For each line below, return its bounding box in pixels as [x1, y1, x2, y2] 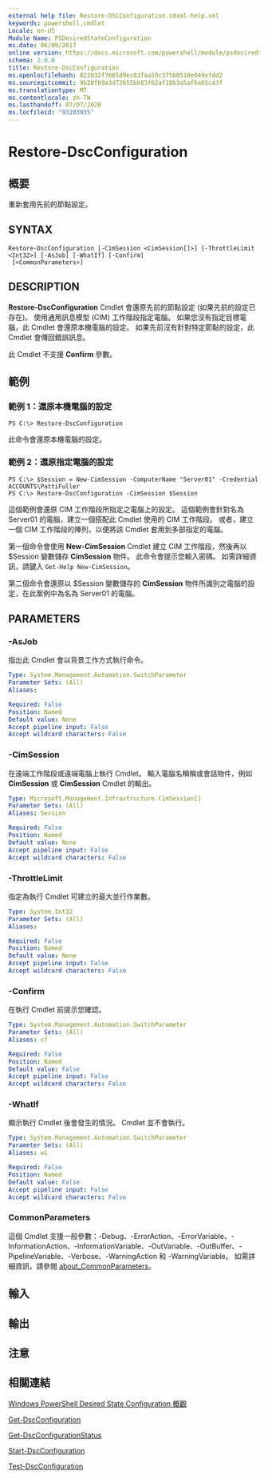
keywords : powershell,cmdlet [8, 19, 105, 27]
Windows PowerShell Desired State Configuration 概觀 [8, 1398, 187, 1409]
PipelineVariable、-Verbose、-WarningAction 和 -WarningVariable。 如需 [8, 1251, 249, 1261]
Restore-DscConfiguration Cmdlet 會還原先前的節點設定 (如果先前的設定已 [8, 302, 256, 312]
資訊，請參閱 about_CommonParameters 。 [14, 1261, 156, 1271]
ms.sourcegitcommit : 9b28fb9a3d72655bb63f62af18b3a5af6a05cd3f [8, 78, 223, 86]
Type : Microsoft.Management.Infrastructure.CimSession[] [8, 794, 202, 803]
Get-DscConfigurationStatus [8, 1430, 102, 1440]
